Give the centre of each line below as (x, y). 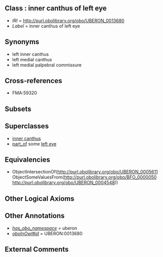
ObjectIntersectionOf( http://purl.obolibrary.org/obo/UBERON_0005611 (85, 172)
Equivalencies (27, 160)
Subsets (18, 109)
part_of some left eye (34, 143)
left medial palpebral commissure (47, 65)
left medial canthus (32, 59)
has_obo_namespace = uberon (45, 228)
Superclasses (27, 126)
